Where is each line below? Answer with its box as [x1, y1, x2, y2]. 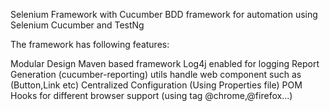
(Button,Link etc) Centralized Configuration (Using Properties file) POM [10, 79, 303, 91]
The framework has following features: [10, 39, 170, 50]
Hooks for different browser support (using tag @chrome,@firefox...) [10, 90, 293, 101]
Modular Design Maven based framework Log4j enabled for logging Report [10, 58, 320, 69]
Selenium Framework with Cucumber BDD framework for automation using [10, 9, 318, 20]
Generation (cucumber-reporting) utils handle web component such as [10, 69, 302, 80]
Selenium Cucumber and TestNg [10, 19, 145, 31]
